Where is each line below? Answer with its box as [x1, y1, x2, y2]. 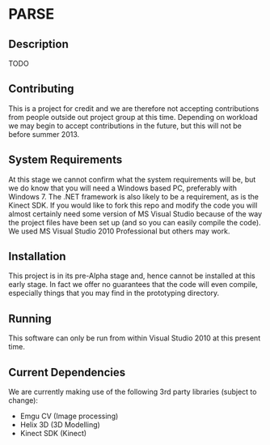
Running [8, 311, 53, 325]
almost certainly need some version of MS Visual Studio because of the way [8, 208, 263, 219]
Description [8, 37, 69, 51]
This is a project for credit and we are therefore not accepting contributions [8, 103, 259, 113]
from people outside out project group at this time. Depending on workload [8, 112, 258, 122]
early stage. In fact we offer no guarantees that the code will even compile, [8, 280, 259, 289]
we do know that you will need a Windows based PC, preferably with [8, 183, 237, 193]
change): [8, 396, 39, 405]
